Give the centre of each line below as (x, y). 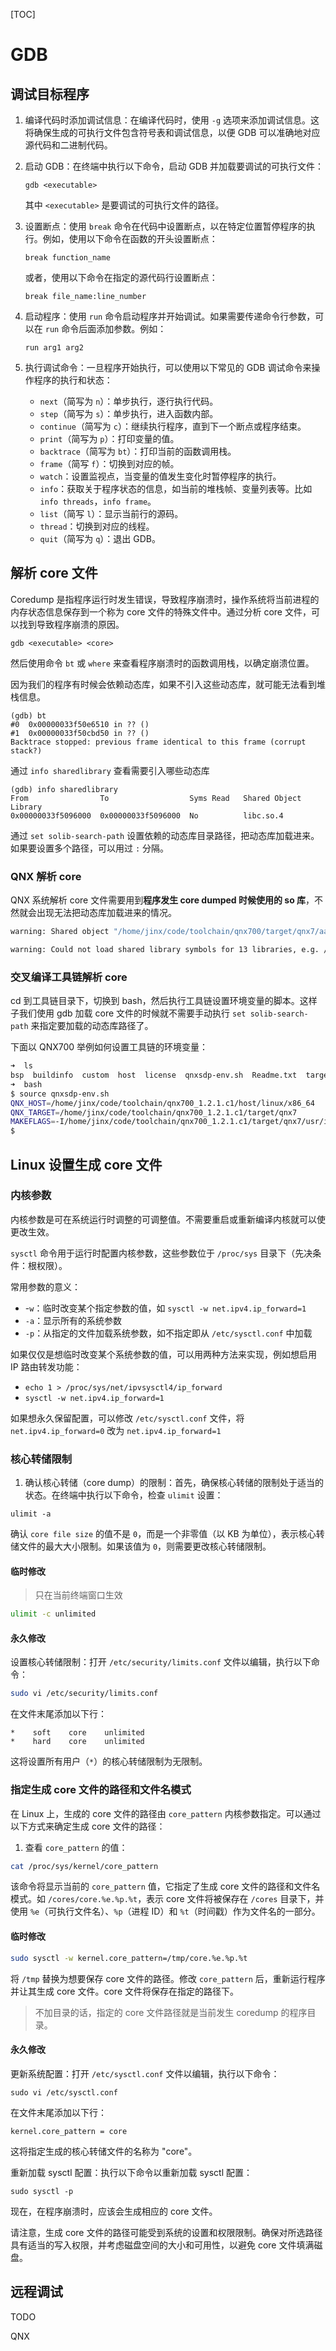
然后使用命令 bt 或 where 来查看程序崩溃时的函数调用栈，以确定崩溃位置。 (162, 663)
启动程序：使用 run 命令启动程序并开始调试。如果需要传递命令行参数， (170, 316)
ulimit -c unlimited (53, 1614)
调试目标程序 (50, 94)
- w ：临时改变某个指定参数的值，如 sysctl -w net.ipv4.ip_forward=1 (165, 1308)
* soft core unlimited (77, 1733)
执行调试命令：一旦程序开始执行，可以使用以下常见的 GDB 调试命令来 (168, 367)
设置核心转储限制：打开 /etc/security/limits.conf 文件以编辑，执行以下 (161, 1662)
